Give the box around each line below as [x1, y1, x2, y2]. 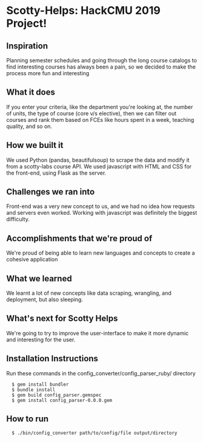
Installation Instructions [6, 353, 99, 364]
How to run [6, 414, 49, 424]
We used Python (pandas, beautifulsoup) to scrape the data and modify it [6, 156, 190, 164]
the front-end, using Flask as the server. [6, 169, 107, 176]
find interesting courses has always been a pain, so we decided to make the [6, 63, 196, 70]
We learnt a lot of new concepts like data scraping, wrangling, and [6, 289, 171, 297]
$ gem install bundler [12, 381, 69, 387]
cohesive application [6, 256, 58, 263]
